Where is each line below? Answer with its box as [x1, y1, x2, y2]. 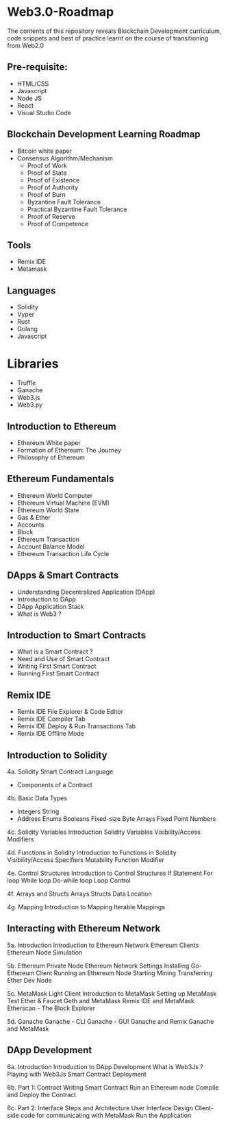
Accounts [16, 520, 45, 529]
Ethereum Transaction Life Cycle [16, 549, 110, 558]
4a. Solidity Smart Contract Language [7, 767, 114, 776]
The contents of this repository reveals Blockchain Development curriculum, [7, 27, 222, 35]
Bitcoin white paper [16, 147, 73, 155]
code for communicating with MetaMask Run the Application [20, 1111, 192, 1119]
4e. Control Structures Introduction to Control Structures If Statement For [7, 869, 214, 877]
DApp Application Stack [16, 602, 84, 610]
